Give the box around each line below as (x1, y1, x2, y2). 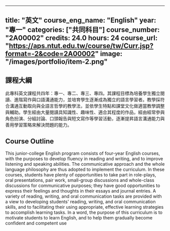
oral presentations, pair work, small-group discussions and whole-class (5, 177, 154, 183)
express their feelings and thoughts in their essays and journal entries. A (5, 188, 156, 194)
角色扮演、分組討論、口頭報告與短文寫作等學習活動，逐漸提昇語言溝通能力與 (5, 116, 165, 122)
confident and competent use (5, 220, 67, 226)
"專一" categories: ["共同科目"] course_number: (5, 26, 160, 34)
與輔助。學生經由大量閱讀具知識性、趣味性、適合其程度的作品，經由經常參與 (5, 109, 165, 115)
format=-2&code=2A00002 (5, 50, 95, 58)
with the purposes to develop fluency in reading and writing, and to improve (5, 156, 163, 162)
